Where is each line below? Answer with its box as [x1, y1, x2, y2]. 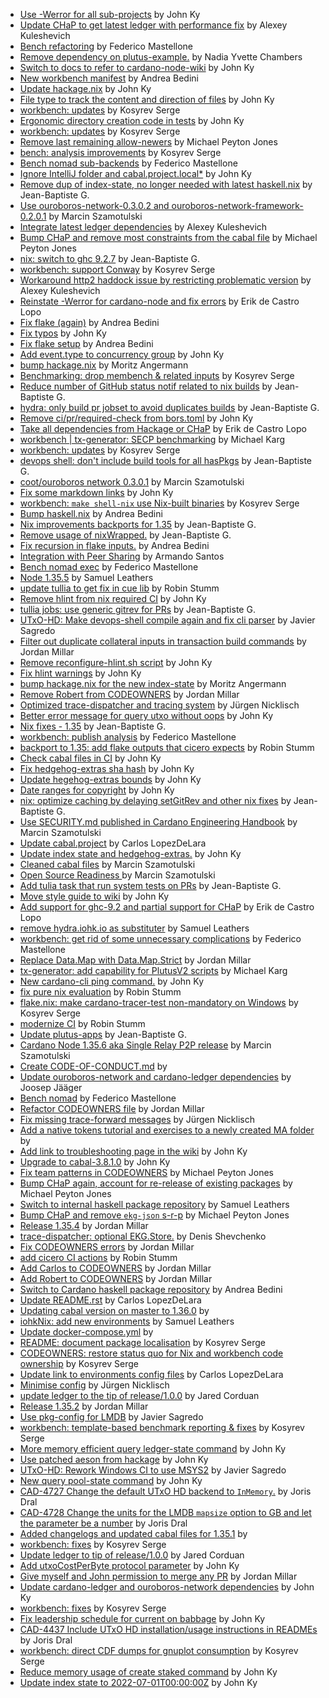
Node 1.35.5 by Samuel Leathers [19, 572, 154, 583]
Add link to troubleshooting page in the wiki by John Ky [19, 1145, 248, 1157]
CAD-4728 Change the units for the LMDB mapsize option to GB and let [19, 1507, 312, 1518]
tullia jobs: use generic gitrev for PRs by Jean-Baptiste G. [19, 604, 256, 615]
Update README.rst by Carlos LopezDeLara [19, 1294, 202, 1306]
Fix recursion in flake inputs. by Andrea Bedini [19, 540, 210, 551]
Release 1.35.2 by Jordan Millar [19, 1400, 149, 1412]
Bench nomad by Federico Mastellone [19, 1092, 177, 1104]
